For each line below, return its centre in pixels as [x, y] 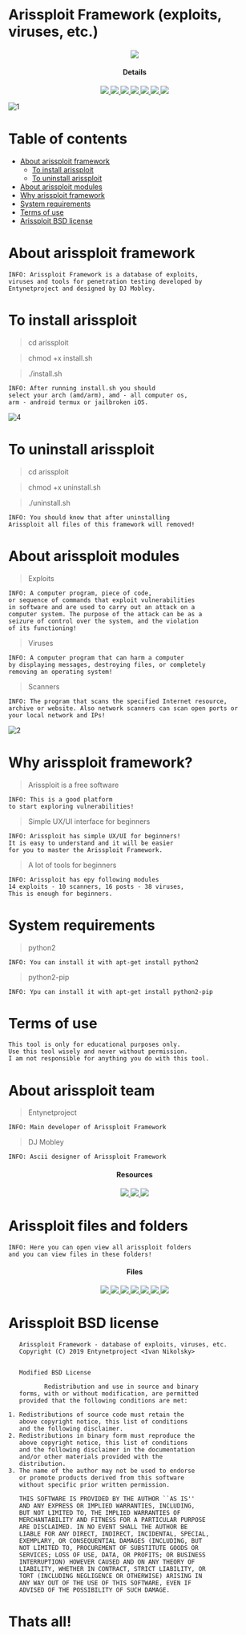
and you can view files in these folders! [80, 1254]
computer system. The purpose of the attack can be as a [105, 614]
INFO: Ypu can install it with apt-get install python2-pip [111, 991]
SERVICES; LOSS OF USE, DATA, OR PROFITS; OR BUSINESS [112, 1555]
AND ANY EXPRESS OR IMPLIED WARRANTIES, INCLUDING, [107, 1506]
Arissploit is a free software [73, 785]
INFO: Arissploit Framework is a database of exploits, [103, 274]
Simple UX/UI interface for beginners [89, 821]
